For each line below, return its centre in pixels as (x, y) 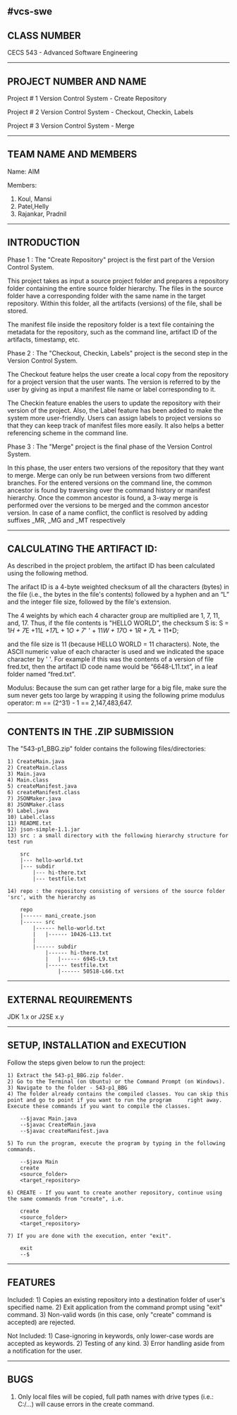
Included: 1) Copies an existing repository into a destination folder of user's (116, 1299)
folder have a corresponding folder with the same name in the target (107, 296)
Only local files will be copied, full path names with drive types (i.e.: (115, 1397)
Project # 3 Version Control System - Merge (71, 126)
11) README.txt (30, 824)
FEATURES (31, 1283)
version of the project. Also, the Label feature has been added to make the (115, 410)
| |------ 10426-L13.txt (72, 935)
